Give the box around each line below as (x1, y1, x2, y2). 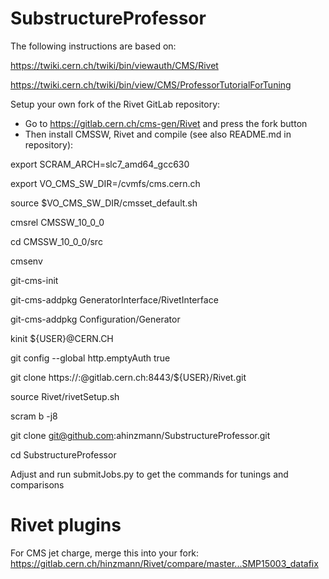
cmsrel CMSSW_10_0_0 (10, 216, 105, 228)
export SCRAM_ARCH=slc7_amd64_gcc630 (10, 158, 190, 170)
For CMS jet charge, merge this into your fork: (10, 547, 200, 559)
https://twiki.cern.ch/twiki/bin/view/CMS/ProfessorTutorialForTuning (10, 78, 292, 91)
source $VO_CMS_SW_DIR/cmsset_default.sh (10, 197, 198, 209)
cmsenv (10, 255, 43, 267)
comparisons (10, 478, 65, 491)
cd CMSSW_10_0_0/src (10, 235, 103, 247)
